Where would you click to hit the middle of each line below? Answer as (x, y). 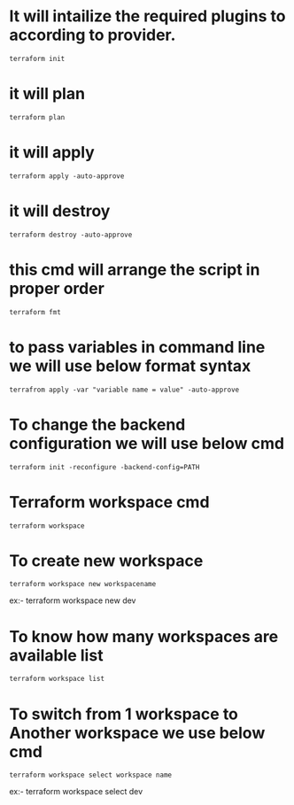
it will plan (47, 94)
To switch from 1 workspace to (124, 714)
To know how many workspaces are (144, 636)
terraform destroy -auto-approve (71, 235)
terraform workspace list (57, 679)
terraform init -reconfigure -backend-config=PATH (104, 467)
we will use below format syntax (130, 366)
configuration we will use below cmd (147, 443)
